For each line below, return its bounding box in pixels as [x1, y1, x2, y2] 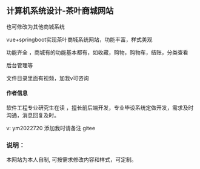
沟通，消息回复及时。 [6, 111, 59, 119]
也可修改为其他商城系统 [6, 23, 65, 30]
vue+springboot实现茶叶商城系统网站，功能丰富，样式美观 [6, 36, 153, 43]
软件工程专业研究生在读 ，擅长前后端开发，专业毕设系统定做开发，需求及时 [6, 104, 194, 111]
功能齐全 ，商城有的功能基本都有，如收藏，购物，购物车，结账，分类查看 [6, 48, 188, 56]
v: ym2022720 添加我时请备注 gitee [6, 125, 96, 132]
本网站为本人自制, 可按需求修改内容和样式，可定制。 [6, 156, 137, 164]
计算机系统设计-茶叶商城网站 [6, 5, 114, 16]
